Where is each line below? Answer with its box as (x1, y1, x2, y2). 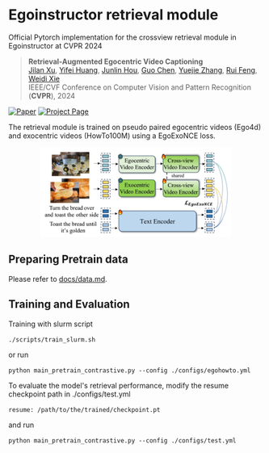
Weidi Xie (27, 73, 61, 83)
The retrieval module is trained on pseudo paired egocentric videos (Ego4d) (8, 122, 262, 132)
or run (8, 350, 29, 359)
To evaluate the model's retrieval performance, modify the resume (8, 380, 229, 390)
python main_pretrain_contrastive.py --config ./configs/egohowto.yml (8, 366, 251, 375)
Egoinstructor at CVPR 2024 (8, 40, 103, 50)
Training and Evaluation (8, 297, 131, 312)
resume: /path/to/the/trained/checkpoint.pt (8, 405, 161, 413)
